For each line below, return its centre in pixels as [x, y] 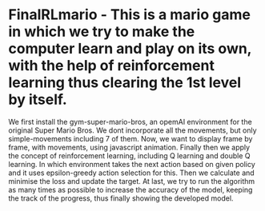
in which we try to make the [102, 32]
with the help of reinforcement [111, 66]
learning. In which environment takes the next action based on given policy [132, 164]
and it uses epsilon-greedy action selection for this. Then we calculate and [131, 173]
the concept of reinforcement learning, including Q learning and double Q [129, 155]
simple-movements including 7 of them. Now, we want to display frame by [130, 138]
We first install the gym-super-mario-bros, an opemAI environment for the [130, 121]
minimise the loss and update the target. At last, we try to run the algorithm [132, 181]
